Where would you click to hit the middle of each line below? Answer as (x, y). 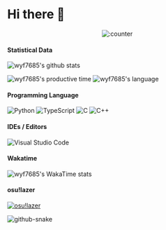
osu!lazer (21, 190)
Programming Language (43, 95)
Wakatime (22, 158)
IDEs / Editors (27, 126)
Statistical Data (30, 50)
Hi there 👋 (36, 14)
